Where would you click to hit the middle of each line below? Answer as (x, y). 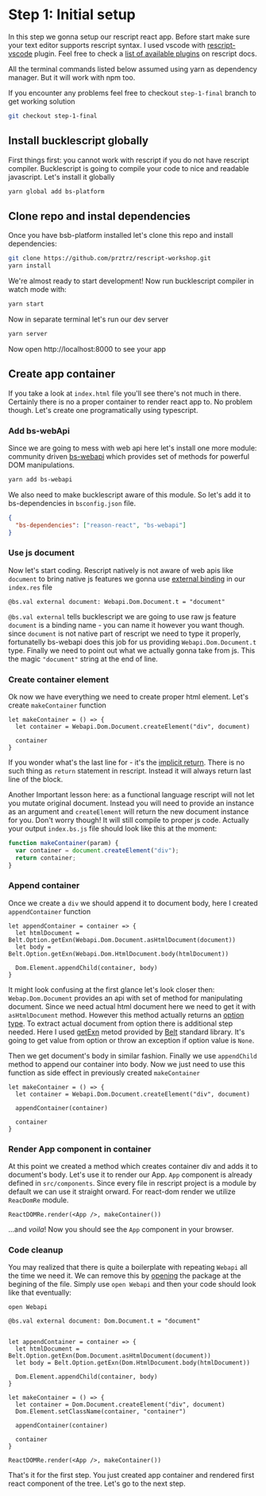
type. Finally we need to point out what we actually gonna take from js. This (132, 650)
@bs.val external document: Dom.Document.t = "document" (104, 1321)
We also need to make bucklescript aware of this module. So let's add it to (130, 494)
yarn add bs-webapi (40, 479)
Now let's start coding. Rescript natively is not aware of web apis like (121, 570)
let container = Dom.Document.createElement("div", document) (120, 1405)
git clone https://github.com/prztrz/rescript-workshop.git (110, 259)
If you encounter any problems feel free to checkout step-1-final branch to (132, 92)
